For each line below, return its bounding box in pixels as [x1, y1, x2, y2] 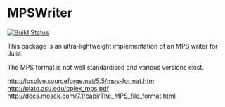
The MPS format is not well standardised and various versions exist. [7, 63, 204, 71]
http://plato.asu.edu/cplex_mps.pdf [7, 84, 109, 92]
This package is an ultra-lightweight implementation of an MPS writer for [7, 42, 218, 50]
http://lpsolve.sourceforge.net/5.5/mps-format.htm [7, 76, 155, 85]
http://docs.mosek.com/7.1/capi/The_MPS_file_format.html [7, 92, 176, 100]
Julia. [7, 49, 23, 58]
